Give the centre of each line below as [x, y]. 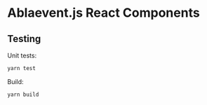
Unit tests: [22, 55]
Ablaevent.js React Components [103, 13]
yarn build [23, 94]
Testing [24, 39]
